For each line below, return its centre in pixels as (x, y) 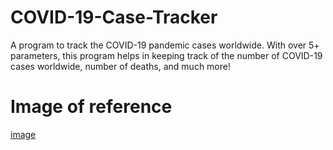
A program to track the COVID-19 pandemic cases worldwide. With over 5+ (165, 45)
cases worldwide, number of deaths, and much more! (120, 66)
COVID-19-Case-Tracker (114, 17)
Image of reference (91, 107)
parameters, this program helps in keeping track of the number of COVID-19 (166, 55)
